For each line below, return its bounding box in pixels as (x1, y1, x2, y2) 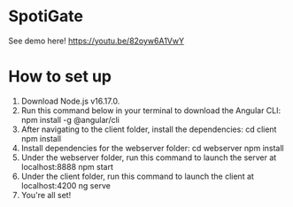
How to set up (8, 66, 112, 87)
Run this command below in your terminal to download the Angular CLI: (20, 104, 281, 116)
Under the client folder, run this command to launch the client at (20, 171, 254, 181)
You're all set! (20, 189, 72, 200)
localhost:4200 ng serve (20, 180, 112, 191)
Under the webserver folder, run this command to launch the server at (20, 152, 277, 163)
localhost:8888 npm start (20, 161, 114, 172)
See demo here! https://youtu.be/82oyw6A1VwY (8, 35, 185, 46)
